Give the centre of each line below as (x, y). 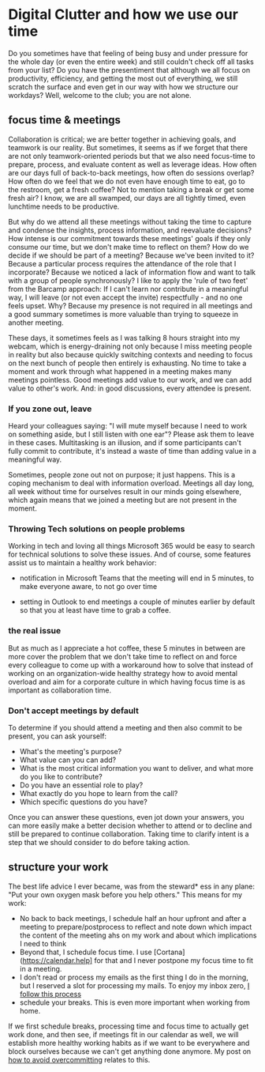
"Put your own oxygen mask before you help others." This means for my (125, 894)
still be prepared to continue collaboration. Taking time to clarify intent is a (129, 834)
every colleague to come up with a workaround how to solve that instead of (131, 665)
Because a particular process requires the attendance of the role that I (122, 263)
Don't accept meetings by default (74, 711)
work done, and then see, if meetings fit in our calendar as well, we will (123, 1034)
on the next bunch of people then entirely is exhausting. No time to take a (127, 363)
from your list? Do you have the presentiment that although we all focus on (129, 70)
